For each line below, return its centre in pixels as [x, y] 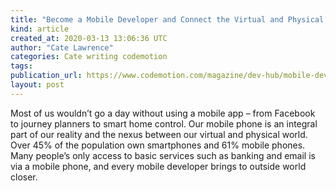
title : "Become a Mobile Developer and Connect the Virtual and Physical [167, 19]
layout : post [37, 85]
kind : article [40, 29]
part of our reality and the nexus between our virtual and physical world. [159, 134]
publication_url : [46, 76]
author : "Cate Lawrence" [62, 47]
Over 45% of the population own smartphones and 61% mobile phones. [158, 145]
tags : [21, 66]
